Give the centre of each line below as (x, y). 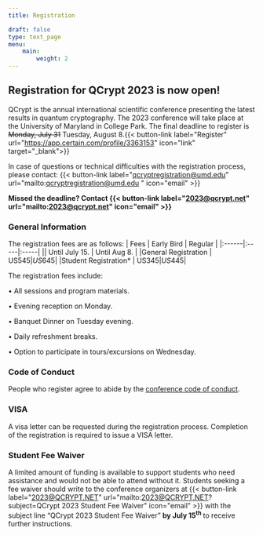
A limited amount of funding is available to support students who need (122, 472)
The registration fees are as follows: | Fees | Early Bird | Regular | (113, 244)
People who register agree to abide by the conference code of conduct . (124, 389)
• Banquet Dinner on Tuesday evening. (71, 322)
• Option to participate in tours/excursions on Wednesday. (102, 352)
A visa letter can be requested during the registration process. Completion (128, 426)
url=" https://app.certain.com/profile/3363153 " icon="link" (102, 143)
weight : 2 (52, 59)
